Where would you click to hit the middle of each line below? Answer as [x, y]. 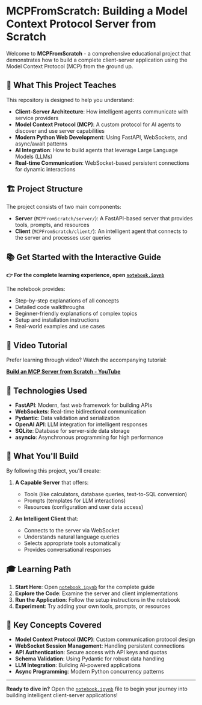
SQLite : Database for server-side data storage [72, 431]
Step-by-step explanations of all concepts [67, 301]
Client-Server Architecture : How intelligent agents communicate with [102, 111]
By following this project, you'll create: [54, 471]
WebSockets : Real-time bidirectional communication [80, 411]
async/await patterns [41, 144]
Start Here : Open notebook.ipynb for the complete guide [85, 587]
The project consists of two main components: [64, 206]
